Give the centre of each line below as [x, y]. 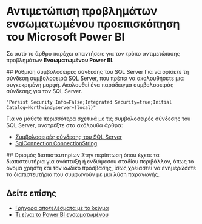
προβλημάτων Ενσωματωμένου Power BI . [60, 60]
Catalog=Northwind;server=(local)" [51, 107]
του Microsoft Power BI [66, 37]
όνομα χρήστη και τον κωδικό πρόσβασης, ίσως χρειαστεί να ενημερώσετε [101, 168]
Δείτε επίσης [31, 193]
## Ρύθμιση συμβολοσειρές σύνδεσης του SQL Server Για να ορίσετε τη [98, 71]
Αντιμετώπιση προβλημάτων [82, 11]
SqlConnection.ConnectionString [56, 143]
